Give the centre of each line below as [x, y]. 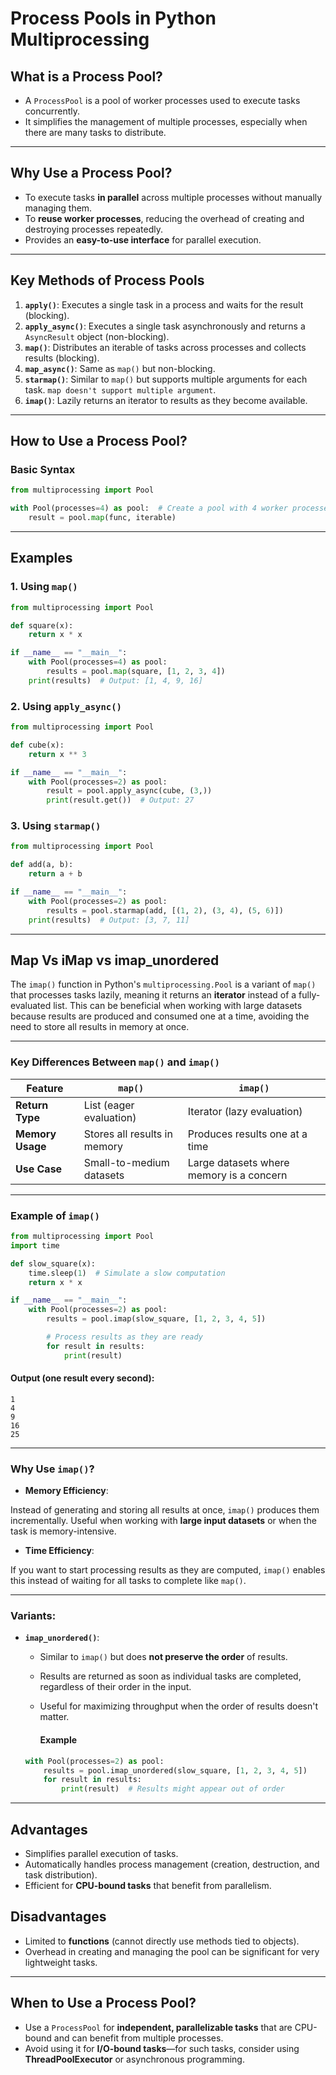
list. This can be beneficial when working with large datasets [178, 1006]
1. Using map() [44, 587]
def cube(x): [37, 745]
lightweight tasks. [61, 1962]
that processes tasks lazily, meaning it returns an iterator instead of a [153, 995]
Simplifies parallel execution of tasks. [101, 1853]
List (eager [109, 1105]
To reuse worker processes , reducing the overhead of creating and [164, 218]
